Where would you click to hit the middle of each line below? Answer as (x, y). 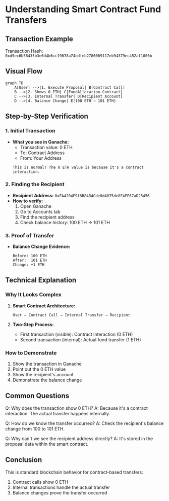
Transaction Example (39, 39)
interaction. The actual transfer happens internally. (58, 413)
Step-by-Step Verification (47, 116)
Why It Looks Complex (33, 295)
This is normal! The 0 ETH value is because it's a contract (78, 167)
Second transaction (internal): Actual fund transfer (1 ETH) (80, 339)
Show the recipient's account (43, 375)
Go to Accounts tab (40, 211)
